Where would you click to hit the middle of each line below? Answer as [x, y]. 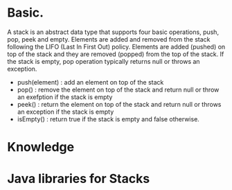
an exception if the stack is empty [65, 112]
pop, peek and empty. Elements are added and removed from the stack [109, 39]
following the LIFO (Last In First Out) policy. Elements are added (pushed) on [116, 46]
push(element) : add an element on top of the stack [90, 82]
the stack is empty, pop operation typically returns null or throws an [104, 61]
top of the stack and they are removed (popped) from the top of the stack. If [116, 54]
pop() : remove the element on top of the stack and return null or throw [118, 89]
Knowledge [41, 147]
